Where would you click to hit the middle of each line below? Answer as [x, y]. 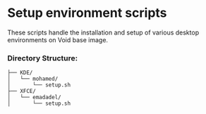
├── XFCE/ [22, 91]
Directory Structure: [43, 58]
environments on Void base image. [57, 39]
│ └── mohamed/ [33, 79]
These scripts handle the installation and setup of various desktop [103, 32]
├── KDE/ [20, 73]
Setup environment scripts [87, 13]
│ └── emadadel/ [34, 97]
